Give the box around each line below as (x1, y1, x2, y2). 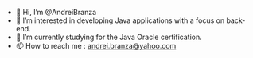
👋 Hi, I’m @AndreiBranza (15, 8, 97, 16)
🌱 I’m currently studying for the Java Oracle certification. (15, 32, 203, 42)
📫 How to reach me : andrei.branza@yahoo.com (15, 42, 177, 50)
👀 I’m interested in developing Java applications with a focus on (15, 16, 225, 25)
